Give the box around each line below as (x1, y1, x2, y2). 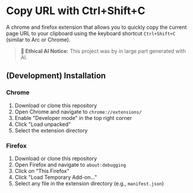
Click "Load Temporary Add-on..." (14, 174, 97, 181)
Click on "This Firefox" (14, 167, 69, 174)
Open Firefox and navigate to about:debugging (14, 161, 127, 168)
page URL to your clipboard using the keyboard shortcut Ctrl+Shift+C (6, 29, 175, 36)
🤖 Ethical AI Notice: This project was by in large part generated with (20, 47, 187, 54)
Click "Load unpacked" (14, 121, 71, 128)
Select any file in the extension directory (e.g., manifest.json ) (14, 179, 164, 187)
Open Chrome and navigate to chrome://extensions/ (14, 108, 142, 115)
